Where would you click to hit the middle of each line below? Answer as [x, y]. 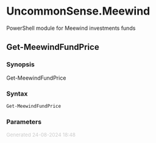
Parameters [24, 122]
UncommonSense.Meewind [78, 11]
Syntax [17, 94]
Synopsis [20, 65]
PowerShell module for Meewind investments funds [71, 28]
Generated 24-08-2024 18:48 [41, 135]
